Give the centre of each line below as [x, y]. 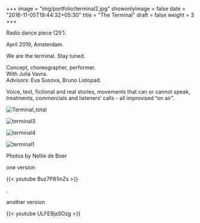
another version [26, 202]
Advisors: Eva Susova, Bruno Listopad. [54, 80]
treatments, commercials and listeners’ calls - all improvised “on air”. [90, 98]
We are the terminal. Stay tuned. [46, 56]
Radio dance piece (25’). [36, 33]
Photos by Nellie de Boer [37, 156]
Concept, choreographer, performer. [51, 67]
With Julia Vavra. [27, 74]
